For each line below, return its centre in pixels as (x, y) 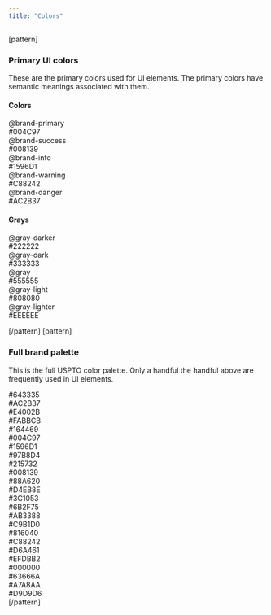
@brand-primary (37, 124)
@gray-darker (32, 238)
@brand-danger (35, 193)
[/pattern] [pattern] (40, 331)
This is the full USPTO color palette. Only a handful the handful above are (131, 370)
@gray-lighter (32, 307)
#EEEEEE (24, 316)
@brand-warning (37, 175)
